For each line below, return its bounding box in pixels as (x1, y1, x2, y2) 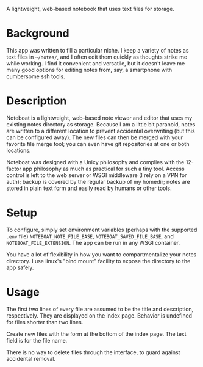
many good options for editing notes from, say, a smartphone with (6, 66, 173, 73)
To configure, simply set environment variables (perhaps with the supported (6, 226, 198, 233)
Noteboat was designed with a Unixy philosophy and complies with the (6, 158, 185, 165)
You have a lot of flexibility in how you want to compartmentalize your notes (6, 250, 197, 258)
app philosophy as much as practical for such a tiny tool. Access (22, 165, 185, 172)
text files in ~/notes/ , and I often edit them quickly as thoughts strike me (6, 53, 188, 60)
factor (6, 165, 21, 172)
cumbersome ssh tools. (6, 73, 65, 80)
